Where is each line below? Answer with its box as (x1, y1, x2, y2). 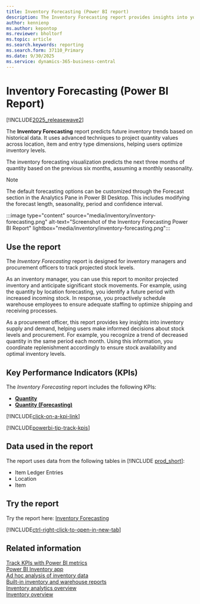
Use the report (6, 242, 61, 252)
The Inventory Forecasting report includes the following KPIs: (6, 383, 157, 390)
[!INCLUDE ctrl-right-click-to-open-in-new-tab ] (6, 526, 121, 533)
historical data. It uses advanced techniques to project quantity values (6, 134, 179, 142)
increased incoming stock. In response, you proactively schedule (6, 295, 166, 302)
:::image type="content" (6, 212, 65, 219)
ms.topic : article (6, 36, 52, 42)
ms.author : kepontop (6, 25, 58, 32)
